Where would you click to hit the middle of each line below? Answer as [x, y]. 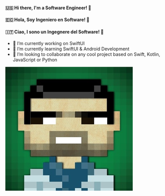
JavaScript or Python [35, 60]
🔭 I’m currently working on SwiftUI [49, 44]
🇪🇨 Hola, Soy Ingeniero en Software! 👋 [48, 20]
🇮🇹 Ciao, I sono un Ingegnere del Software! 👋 [54, 32]
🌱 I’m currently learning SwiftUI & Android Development [71, 49]
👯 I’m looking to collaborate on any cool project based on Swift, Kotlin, [86, 54]
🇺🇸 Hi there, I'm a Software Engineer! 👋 [48, 8]
